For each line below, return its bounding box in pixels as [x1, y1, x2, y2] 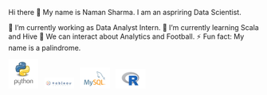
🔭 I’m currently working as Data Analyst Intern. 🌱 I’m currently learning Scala [8, 23, 259, 32]
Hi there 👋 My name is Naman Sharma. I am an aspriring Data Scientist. [8, 8, 241, 17]
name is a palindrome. [8, 44, 81, 52]
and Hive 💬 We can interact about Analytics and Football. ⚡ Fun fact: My [8, 32, 245, 41]
